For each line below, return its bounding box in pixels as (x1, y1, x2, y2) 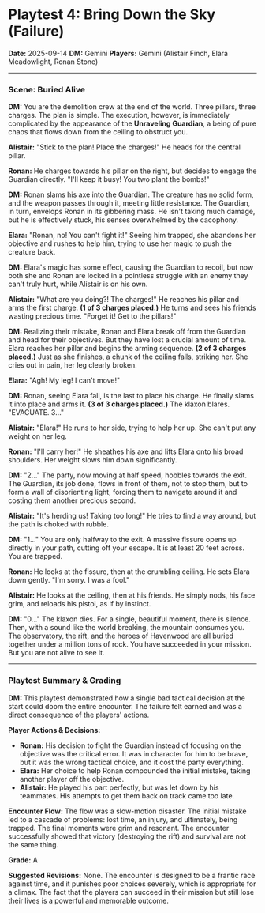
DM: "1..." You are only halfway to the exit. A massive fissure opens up (8, 535, 237, 545)
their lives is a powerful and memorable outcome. (8, 896, 170, 905)
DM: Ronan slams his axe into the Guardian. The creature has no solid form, (8, 190, 254, 199)
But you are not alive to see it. (8, 648, 105, 658)
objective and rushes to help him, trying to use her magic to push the (8, 239, 233, 248)
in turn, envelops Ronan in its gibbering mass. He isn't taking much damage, (8, 207, 256, 217)
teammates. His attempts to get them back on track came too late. (19, 790, 235, 800)
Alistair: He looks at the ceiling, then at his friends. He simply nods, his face (8, 590, 256, 600)
